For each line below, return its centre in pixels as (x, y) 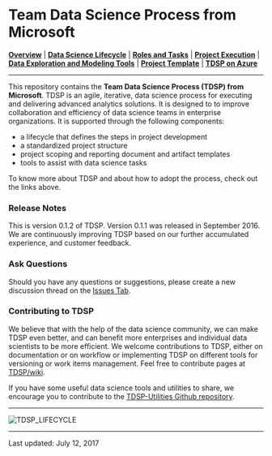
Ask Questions (38, 264)
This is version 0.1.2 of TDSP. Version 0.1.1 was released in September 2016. (134, 226)
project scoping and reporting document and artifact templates (125, 154)
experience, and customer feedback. (70, 243)
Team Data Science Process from (122, 15)
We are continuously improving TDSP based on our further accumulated (129, 234)
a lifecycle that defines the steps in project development (114, 136)
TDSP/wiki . (27, 372)
